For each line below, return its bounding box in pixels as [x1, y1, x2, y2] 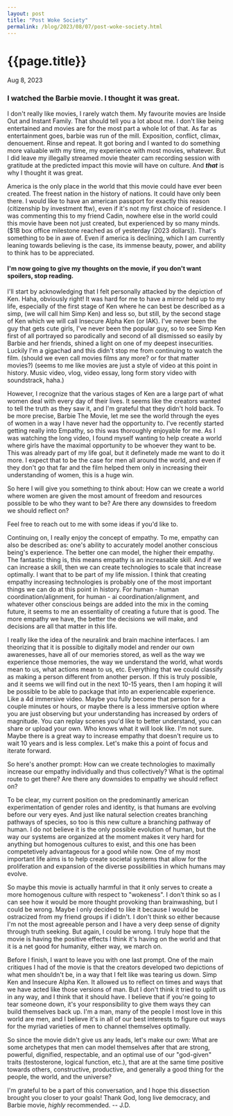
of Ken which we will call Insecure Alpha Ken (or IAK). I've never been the [7, 317, 217, 325]
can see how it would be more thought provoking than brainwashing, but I [7, 898, 218, 906]
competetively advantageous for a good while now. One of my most [7, 847, 201, 856]
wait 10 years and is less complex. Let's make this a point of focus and [7, 739, 209, 747]
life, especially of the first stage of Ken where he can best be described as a [7, 302, 225, 310]
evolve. [7, 869, 28, 877]
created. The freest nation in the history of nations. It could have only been [7, 189, 221, 198]
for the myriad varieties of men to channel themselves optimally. [7, 1022, 191, 1030]
